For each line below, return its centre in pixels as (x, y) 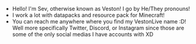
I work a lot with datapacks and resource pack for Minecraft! (88, 15)
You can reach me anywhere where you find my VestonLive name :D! (99, 21)
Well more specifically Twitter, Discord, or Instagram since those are (98, 28)
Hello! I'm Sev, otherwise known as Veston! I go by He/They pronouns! (101, 9)
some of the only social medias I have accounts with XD (83, 34)
